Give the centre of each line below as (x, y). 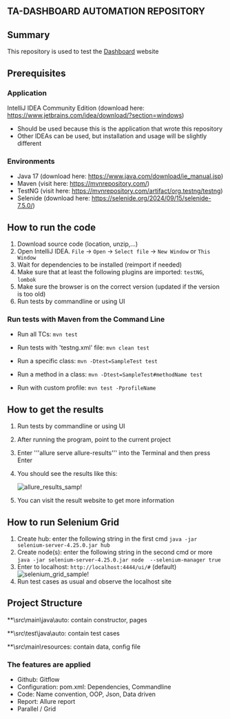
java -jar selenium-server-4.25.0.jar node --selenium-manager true (119, 560)
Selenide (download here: (54, 198)
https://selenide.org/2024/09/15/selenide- (151, 198)
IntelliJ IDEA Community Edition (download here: (76, 108)
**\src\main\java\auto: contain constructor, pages (77, 620)
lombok (27, 280)
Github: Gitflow (38, 680)
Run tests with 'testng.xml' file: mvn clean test (83, 347)
